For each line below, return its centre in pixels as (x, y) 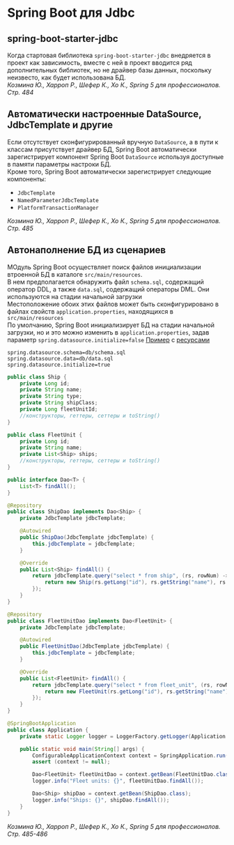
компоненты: (27, 178)
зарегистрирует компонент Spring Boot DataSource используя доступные (116, 157)
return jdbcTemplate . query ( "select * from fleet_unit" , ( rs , (123, 685)
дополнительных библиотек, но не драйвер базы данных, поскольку (109, 70)
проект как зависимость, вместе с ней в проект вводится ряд (100, 63)
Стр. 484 (21, 92)
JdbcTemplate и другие (60, 125)
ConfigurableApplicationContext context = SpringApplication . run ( (131, 755)
